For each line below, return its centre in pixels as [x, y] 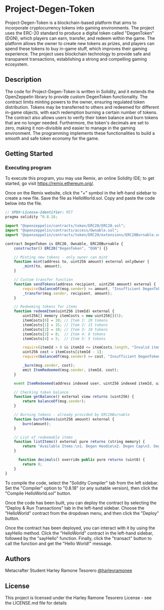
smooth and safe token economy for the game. [52, 138]
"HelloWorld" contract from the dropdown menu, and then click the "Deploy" [82, 513]
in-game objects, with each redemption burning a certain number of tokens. [81, 112]
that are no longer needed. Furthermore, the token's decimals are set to [77, 122]
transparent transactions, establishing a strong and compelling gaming [76, 59]
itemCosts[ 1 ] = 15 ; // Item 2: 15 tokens [65, 325]
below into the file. [24, 203]
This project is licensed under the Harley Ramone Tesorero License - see [78, 598]
